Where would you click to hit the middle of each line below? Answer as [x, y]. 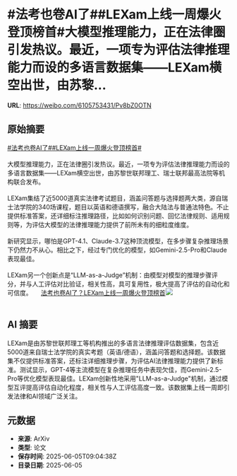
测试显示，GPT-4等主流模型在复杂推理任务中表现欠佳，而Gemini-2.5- [121, 369]
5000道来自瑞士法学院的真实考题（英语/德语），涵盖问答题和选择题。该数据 [116, 352]
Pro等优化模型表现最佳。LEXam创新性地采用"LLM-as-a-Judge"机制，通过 [115, 378]
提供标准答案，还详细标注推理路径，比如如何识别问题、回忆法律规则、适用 [115, 216]
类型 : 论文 [32, 448]
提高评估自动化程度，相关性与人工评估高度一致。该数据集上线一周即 [124, 387]
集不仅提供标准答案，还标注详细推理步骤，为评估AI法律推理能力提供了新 [112, 361]
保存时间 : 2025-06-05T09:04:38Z [67, 456]
